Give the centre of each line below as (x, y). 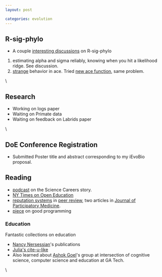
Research (20, 97)
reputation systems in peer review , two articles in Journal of (74, 200)
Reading (18, 178)
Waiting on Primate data (37, 114)
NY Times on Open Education (43, 195)
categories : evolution (29, 19)
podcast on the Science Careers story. (52, 190)
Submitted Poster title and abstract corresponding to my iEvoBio (78, 156)
